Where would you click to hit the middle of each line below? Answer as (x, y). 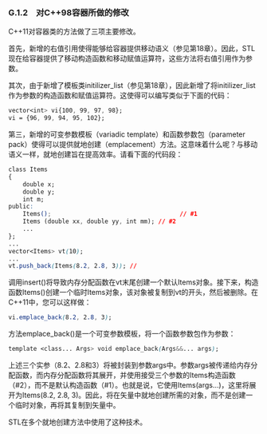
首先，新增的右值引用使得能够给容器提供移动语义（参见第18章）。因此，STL (132, 49)
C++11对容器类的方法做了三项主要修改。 (75, 32)
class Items (28, 169)
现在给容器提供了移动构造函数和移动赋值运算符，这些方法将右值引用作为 (127, 58)
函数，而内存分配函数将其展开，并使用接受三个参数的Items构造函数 (126, 375)
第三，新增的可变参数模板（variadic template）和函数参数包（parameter (127, 134)
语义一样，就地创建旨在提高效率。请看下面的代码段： (96, 154)
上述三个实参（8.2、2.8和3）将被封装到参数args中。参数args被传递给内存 (130, 365)
